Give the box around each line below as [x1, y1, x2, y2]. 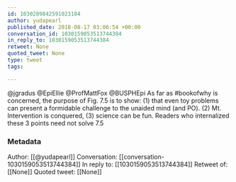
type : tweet [7, 57, 43, 64]
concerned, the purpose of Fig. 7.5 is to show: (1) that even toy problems [7, 96, 219, 105]
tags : [7, 63, 23, 70]
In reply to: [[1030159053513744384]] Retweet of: [82, 160, 228, 169]
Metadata [7, 136, 41, 146]
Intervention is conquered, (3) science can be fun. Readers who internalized [7, 111, 230, 120]
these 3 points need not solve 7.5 [7, 118, 104, 127]
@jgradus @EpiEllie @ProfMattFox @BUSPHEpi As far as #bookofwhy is [7, 89, 218, 97]
